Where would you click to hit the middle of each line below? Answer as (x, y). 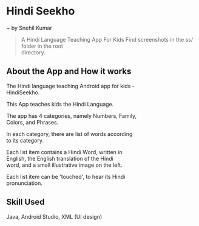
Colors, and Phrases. (32, 122)
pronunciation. (24, 183)
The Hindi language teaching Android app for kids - (70, 86)
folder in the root (42, 46)
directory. (33, 52)
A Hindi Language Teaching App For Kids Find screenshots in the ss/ (107, 39)
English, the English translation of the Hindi (60, 158)
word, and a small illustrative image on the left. (64, 165)
